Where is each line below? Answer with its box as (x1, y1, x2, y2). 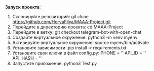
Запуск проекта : (5, 4, 41, 10)
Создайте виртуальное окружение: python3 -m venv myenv (12, 34, 138, 40)
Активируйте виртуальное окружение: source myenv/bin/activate (12, 40, 149, 46)
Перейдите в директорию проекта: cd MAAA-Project (12, 24, 123, 30)
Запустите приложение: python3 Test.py (12, 61, 97, 66)
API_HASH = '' (12, 55, 42, 61)
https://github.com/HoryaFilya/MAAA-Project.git (12, 19, 111, 24)
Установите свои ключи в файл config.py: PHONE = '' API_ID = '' (12, 50, 147, 56)
